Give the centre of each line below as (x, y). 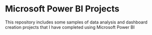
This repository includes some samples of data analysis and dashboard (76, 22)
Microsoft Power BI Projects (62, 9)
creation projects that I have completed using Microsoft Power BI (70, 27)
